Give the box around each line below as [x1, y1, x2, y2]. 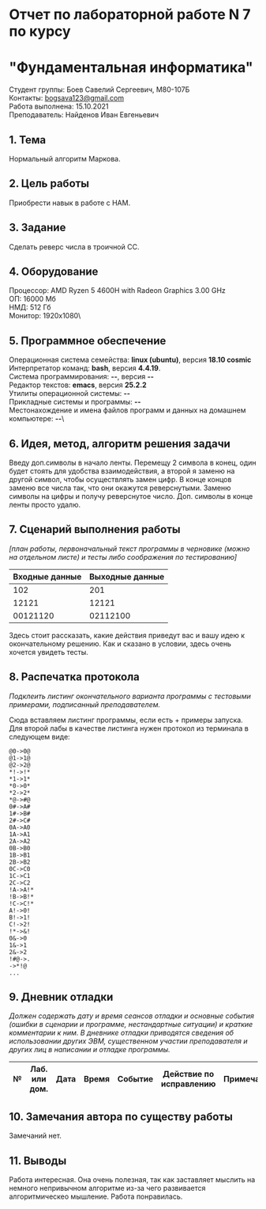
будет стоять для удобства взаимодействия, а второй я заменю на [9, 466, 235, 476]
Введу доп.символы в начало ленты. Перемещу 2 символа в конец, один [9, 458, 257, 467]
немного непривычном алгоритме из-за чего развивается [9, 1184, 206, 1193]
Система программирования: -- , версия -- [9, 372, 155, 382]
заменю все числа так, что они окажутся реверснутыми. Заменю [9, 483, 231, 492]
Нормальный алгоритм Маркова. [9, 154, 121, 163]
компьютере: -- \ [9, 414, 65, 424]
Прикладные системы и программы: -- [9, 397, 141, 407]
